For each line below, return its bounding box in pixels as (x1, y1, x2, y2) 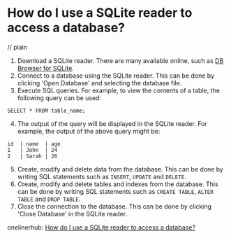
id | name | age (7, 140, 61, 148)
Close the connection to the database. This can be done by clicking (17, 202, 211, 211)
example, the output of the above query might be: (17, 127, 161, 135)
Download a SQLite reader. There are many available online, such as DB (17, 56, 224, 64)
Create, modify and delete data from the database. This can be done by (17, 164, 223, 173)
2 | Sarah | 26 (7, 153, 58, 160)
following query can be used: (17, 93, 102, 102)
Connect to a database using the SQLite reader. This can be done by (17, 71, 215, 80)
